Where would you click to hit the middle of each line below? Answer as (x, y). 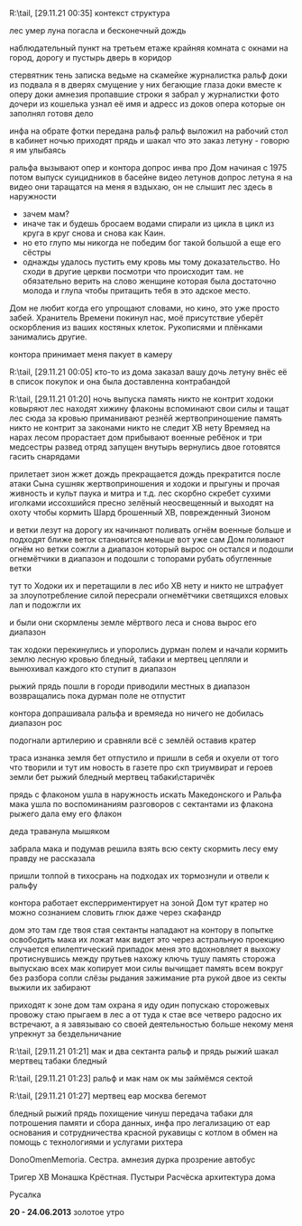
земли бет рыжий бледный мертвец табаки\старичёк (112, 777)
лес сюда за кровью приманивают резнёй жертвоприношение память (146, 418)
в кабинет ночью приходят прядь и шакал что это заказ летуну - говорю (150, 140)
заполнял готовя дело (51, 113)
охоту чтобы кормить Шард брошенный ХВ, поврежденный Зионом (140, 512)
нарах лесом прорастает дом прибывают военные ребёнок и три (136, 437)
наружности (33, 196)
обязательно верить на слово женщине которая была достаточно (149, 281)
